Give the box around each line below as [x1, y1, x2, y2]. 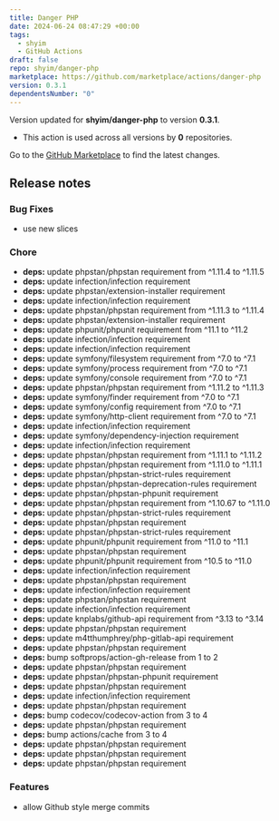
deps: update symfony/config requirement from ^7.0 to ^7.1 [22, 401, 242, 413]
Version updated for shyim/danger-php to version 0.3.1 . [9, 114, 220, 125]
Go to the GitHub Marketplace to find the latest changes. [9, 149, 220, 160]
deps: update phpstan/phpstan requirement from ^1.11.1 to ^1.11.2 [22, 450, 263, 461]
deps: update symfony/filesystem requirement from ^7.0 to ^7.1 [22, 353, 256, 364]
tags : [9, 30, 30, 39]
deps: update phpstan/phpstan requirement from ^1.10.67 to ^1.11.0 [22, 498, 271, 509]
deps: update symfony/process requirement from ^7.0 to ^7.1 [22, 363, 247, 374]
